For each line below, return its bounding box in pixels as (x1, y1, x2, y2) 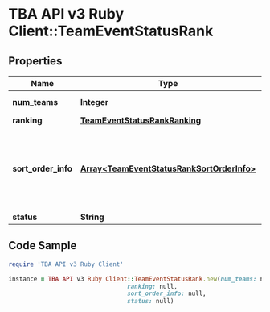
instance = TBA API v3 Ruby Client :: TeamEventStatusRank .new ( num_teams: (8, 275, 257, 283)
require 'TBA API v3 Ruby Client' (8, 260, 125, 268)
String (80, 211, 104, 223)
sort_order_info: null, (127, 289, 207, 298)
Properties (8, 54, 63, 68)
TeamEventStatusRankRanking (80, 114, 202, 126)
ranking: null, (127, 282, 178, 290)
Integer (80, 97, 108, 107)
